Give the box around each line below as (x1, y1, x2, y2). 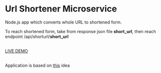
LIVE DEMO (5, 48, 28, 54)
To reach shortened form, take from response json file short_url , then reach (5, 28, 156, 34)
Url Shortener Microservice (5, 3, 117, 14)
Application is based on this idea (5, 62, 70, 68)
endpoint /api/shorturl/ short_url (5, 34, 69, 39)
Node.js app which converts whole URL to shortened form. (5, 19, 122, 25)
